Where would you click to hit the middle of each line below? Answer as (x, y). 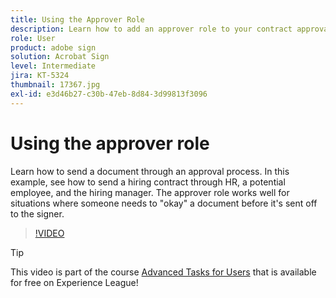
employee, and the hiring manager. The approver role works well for (150, 192)
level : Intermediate (53, 66)
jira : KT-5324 (40, 76)
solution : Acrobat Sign (60, 57)
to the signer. (37, 213)
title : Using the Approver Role (77, 19)
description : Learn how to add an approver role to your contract (151, 29)
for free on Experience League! (74, 282)
